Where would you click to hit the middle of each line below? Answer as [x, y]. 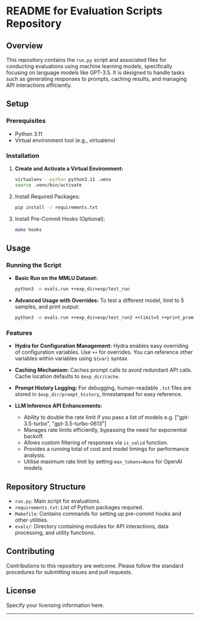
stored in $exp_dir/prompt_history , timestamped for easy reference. [99, 394]
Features [19, 333]
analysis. [35, 455]
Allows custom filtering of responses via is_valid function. [96, 443]
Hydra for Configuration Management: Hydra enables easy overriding [101, 346]
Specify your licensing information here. [55, 605]
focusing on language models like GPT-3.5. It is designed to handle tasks [96, 72]
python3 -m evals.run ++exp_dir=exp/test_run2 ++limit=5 [87, 318]
